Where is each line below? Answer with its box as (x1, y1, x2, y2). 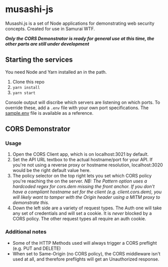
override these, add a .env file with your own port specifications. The (5, 105, 149, 111)
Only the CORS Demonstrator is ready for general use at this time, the (5, 35, 155, 41)
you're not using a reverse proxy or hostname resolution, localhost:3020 (12, 162, 163, 168)
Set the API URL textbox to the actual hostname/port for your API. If (12, 157, 153, 163)
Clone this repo (12, 78, 44, 84)
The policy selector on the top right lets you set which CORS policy (12, 173, 152, 179)
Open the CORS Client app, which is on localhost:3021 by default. (12, 151, 149, 157)
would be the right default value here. (12, 167, 91, 173)
